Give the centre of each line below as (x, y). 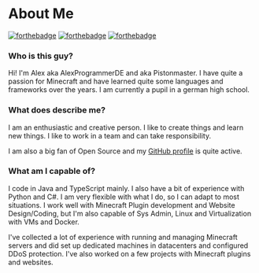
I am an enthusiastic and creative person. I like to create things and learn (126, 127)
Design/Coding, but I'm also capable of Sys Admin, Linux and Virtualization (130, 213)
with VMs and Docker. (44, 222)
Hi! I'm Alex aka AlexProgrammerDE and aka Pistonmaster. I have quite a (126, 73)
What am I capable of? (52, 172)
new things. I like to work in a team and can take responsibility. (109, 135)
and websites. (31, 262)
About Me (41, 14)
